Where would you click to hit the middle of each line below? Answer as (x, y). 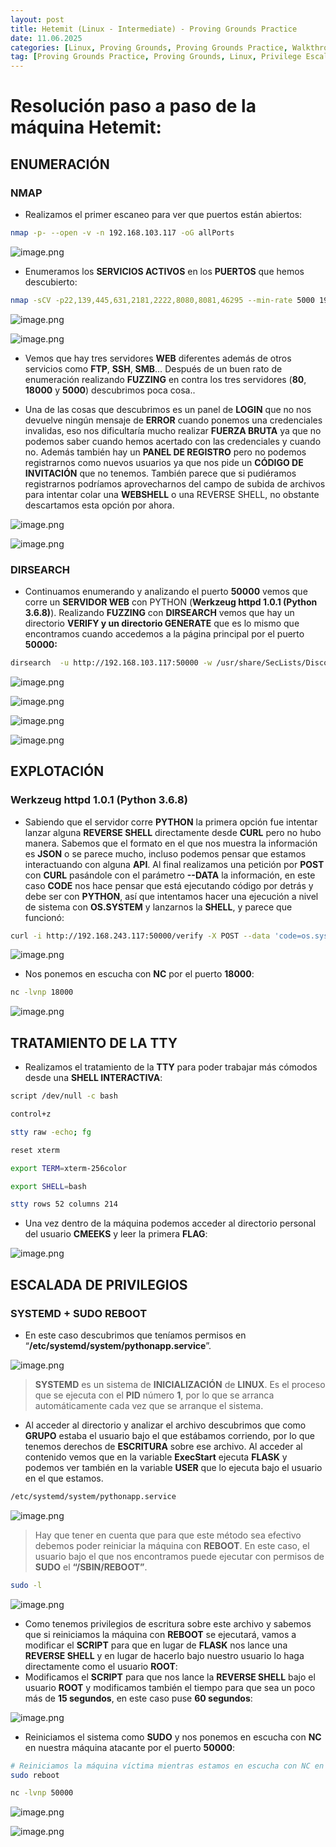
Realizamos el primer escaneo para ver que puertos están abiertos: (163, 214)
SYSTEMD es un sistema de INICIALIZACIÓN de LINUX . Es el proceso (180, 1384)
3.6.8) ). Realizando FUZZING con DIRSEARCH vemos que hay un (159, 613)
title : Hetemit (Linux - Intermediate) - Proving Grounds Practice (154, 29)
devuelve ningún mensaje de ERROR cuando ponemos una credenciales (173, 420)
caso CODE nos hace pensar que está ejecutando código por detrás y (169, 885)
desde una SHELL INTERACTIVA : (93, 1078)
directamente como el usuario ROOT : (101, 1666)
